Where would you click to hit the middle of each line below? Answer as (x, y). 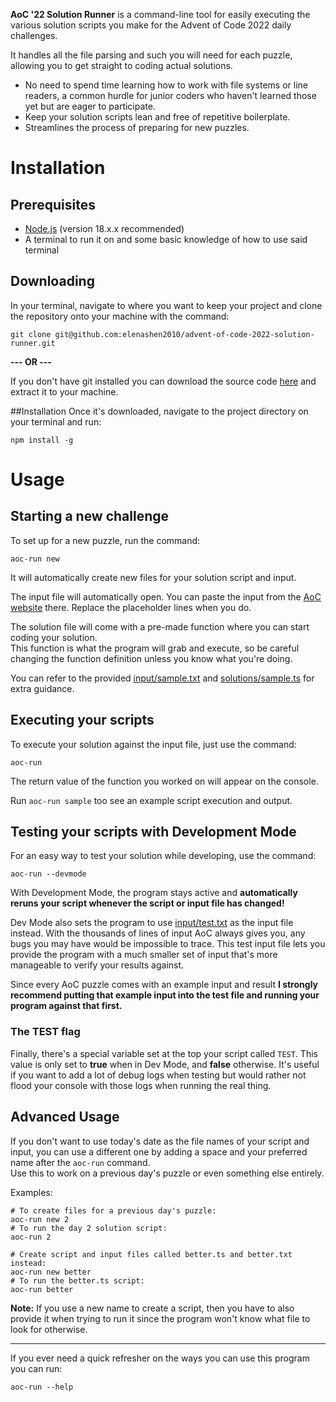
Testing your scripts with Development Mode (153, 832)
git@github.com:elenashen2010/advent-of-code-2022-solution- (184, 334)
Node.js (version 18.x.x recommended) (104, 228)
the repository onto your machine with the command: (120, 316)
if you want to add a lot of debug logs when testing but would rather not (158, 1075)
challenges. (34, 35)
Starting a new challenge (90, 516)
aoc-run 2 (31, 1237)
